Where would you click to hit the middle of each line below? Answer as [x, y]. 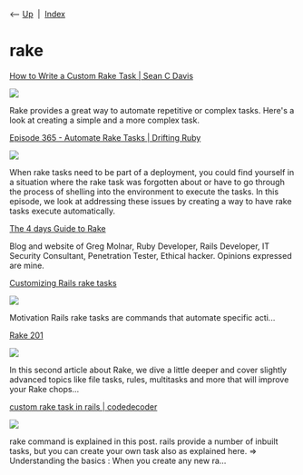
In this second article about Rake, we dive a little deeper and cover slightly [148, 370]
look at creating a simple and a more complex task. [104, 120]
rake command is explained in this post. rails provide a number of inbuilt [144, 441]
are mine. [27, 265]
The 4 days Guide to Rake [58, 228]
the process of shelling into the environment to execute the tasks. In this [144, 192]
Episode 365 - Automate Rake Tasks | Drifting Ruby [105, 137]
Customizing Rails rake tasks [63, 282]
